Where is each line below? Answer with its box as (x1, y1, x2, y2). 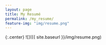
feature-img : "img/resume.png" (5, 21, 70, 26)
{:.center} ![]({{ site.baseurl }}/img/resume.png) (5, 34, 102, 40)
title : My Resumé (5, 12, 41, 17)
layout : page (5, 7, 32, 12)
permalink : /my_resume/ (5, 16, 54, 21)
